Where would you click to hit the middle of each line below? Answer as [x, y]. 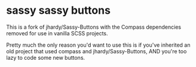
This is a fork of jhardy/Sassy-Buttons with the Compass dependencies [94, 27]
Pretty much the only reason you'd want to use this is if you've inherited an [98, 45]
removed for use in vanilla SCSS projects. [57, 33]
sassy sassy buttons [58, 10]
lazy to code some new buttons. [46, 57]
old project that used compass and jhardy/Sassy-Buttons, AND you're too [97, 51]
